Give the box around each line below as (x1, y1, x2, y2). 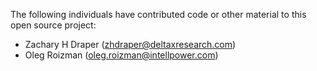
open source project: (10, 19, 97, 31)
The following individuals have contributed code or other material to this (10, 9, 307, 20)
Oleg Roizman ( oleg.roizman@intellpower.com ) (24, 49, 219, 61)
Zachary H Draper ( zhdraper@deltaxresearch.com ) (24, 39, 237, 50)
